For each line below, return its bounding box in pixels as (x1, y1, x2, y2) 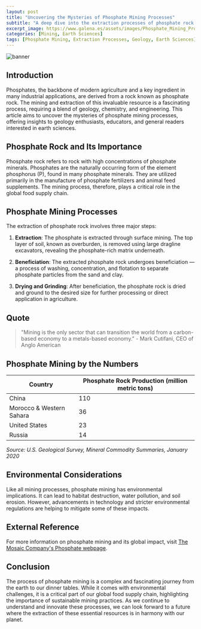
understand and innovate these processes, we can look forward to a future (6, 603, 190, 610)
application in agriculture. (14, 296, 78, 303)
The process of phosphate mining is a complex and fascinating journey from (6, 578, 194, 585)
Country (29, 381, 53, 389)
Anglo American (20, 342, 61, 349)
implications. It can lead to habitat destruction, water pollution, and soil (6, 492, 181, 499)
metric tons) (117, 384, 154, 393)
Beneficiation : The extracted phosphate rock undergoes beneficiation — (14, 259, 195, 266)
